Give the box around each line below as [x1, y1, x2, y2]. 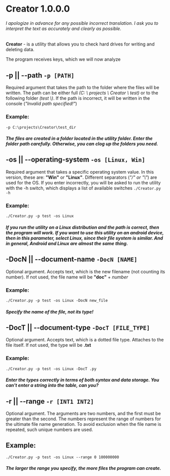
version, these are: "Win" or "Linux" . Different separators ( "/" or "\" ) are [6, 174, 157, 180]
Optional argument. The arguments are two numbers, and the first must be [6, 411, 161, 417]
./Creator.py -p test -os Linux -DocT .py [6, 366, 97, 371]
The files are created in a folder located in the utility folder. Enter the [6, 135, 153, 142]
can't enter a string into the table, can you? [6, 382, 99, 388]
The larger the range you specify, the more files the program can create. [6, 465, 161, 471]
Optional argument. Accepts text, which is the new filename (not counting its [6, 268, 165, 274]
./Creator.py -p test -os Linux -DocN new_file [6, 298, 108, 303]
